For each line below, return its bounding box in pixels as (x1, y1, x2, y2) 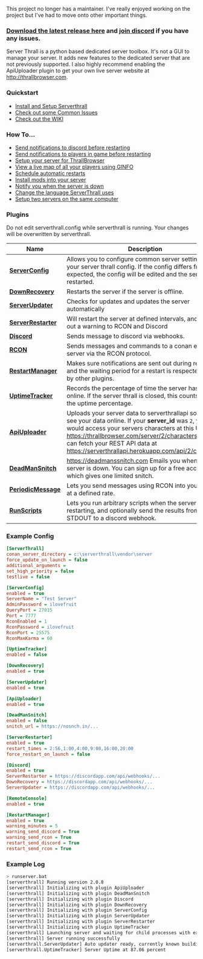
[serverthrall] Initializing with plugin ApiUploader (6, 885, 145, 891)
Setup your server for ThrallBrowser (14, 156, 105, 164)
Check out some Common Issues (14, 109, 98, 116)
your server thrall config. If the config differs (66, 263, 192, 271)
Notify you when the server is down (14, 182, 105, 190)
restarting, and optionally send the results (66, 507, 185, 515)
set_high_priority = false (6, 568, 74, 574)
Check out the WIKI (14, 115, 63, 123)
